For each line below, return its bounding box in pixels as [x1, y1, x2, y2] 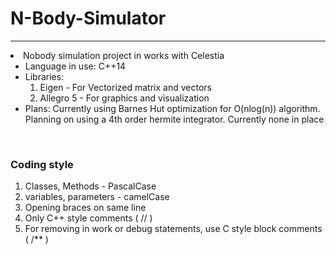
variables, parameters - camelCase [24, 191, 170, 203]
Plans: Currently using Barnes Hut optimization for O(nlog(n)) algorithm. [24, 102, 321, 114]
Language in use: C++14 [24, 60, 127, 72]
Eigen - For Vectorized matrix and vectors [39, 81, 212, 93]
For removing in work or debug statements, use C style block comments [24, 223, 323, 235]
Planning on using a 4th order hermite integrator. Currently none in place [24, 113, 325, 125]
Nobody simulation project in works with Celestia [23, 49, 225, 61]
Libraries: [24, 70, 65, 82]
